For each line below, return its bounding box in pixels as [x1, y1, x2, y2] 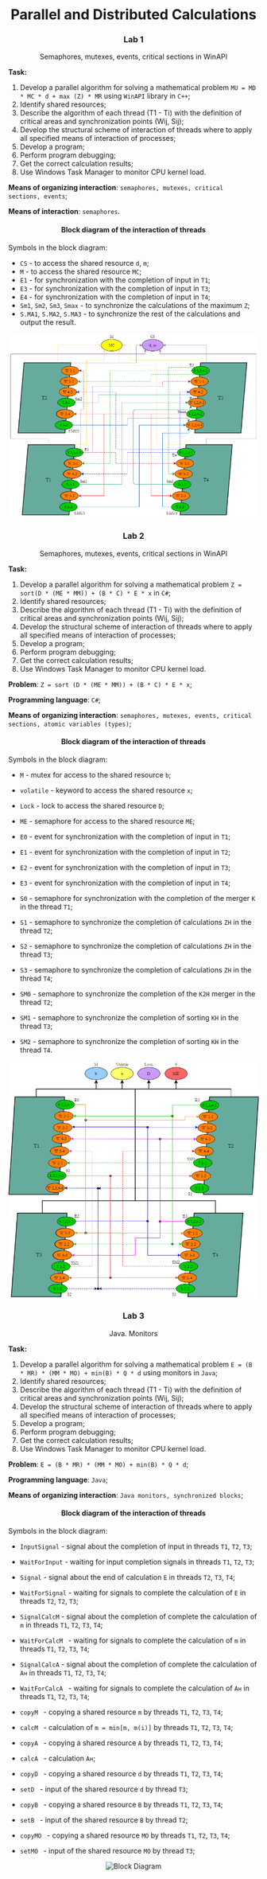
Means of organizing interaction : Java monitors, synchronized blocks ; [8, 1490, 244, 1499]
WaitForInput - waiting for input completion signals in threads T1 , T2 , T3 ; [19, 1557, 255, 1566]
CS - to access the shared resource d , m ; [19, 258, 149, 267]
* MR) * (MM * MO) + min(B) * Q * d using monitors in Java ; [19, 1367, 219, 1378]
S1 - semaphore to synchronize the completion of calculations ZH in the [19, 917, 252, 926]
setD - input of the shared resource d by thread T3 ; [19, 1784, 188, 1794]
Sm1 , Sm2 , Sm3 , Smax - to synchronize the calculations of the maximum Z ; [19, 300, 250, 310]
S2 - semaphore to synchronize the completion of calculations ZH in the [19, 941, 252, 950]
